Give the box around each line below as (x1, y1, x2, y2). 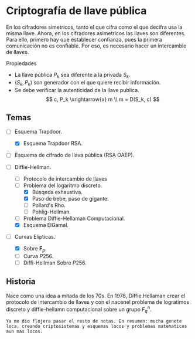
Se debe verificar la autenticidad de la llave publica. (14, 86, 139, 93)
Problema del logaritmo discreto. (23, 182, 102, 189)
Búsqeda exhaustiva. (32, 188, 83, 195)
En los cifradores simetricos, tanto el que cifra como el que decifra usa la (6, 23, 183, 30)
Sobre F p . (23, 245, 47, 253)
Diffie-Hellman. (14, 163, 52, 171)
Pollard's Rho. (32, 201, 66, 209)
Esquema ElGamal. (23, 222, 69, 229)
